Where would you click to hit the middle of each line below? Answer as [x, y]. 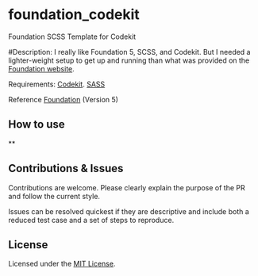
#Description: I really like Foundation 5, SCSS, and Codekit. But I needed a [129, 52]
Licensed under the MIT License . [62, 264]
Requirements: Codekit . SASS [57, 84]
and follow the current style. [54, 196]
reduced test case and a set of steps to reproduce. [91, 220]
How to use [37, 125]
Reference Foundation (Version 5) [64, 99]
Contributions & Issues [66, 169]
